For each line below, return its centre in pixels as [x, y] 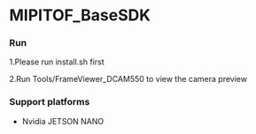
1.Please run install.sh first [57, 62]
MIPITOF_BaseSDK [80, 15]
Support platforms [50, 102]
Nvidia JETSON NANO [63, 121]
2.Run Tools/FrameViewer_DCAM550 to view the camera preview [128, 79]
